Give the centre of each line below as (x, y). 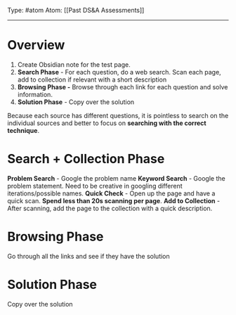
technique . (24, 130)
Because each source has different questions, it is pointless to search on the (118, 115)
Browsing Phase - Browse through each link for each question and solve (123, 86)
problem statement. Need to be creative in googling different (95, 186)
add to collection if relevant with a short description (92, 79)
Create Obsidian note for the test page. (74, 64)
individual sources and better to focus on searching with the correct (107, 123)
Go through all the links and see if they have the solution (88, 256)
